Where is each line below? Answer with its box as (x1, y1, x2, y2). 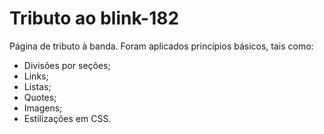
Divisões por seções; (23, 59, 111, 71)
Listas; (23, 80, 52, 92)
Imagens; (23, 102, 63, 114)
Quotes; (23, 91, 57, 103)
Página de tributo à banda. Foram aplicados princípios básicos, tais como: (9, 40, 314, 52)
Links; (23, 70, 49, 82)
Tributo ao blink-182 (9, 7, 180, 30)
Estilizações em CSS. (23, 112, 112, 124)
